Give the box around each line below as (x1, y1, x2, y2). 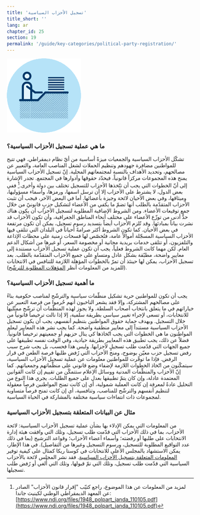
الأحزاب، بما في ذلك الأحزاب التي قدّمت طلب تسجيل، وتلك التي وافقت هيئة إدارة (7, 428, 185, 435)
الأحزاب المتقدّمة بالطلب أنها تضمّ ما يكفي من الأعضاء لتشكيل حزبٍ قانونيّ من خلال (7, 200, 190, 208)
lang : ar (7, 22, 28, 28)
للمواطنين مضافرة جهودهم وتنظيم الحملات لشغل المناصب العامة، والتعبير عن (7, 162, 176, 169)
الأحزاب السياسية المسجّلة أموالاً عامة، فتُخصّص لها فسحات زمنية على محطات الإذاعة (7, 232, 193, 239)
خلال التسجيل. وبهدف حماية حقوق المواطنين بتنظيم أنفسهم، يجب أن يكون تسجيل (7, 318, 186, 325)
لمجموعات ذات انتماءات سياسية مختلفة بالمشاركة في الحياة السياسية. (7, 393, 161, 401)
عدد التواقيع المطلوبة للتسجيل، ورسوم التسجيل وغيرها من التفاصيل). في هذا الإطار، (7, 441, 190, 448)
